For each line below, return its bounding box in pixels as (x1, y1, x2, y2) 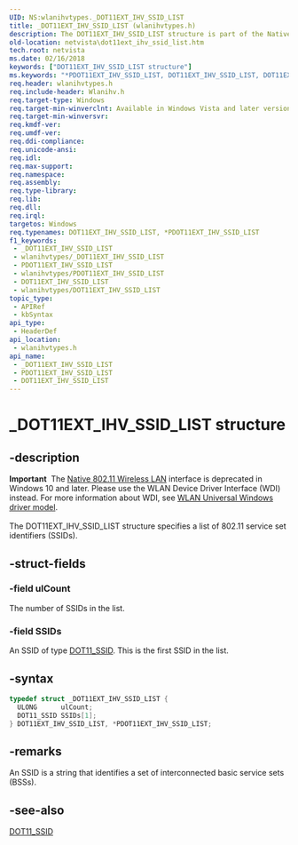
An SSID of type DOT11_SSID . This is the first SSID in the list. (9, 645, 229, 656)
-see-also (9, 802, 65, 817)
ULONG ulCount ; (17, 703, 93, 712)
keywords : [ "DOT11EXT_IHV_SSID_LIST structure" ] (9, 63, 192, 72)
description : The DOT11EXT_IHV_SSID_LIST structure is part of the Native (9, 29, 292, 38)
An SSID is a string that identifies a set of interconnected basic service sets (9, 768, 285, 778)
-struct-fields (9, 556, 86, 571)
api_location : (9, 335, 62, 344)
